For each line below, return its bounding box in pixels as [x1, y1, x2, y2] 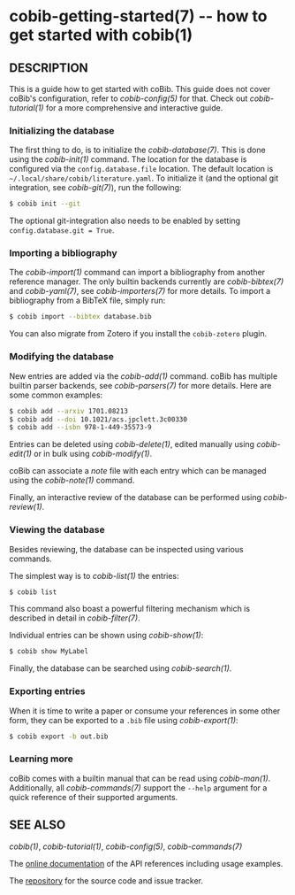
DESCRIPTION [9, 60, 88, 75]
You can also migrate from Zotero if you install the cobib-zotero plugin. [9, 328, 268, 339]
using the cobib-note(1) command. [9, 475, 135, 486]
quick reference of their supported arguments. [9, 791, 178, 802]
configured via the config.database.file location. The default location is [9, 164, 274, 174]
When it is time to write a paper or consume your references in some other [9, 706, 281, 716]
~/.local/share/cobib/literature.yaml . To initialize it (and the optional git [9, 173, 279, 183]
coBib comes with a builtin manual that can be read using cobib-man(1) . [9, 773, 271, 783]
